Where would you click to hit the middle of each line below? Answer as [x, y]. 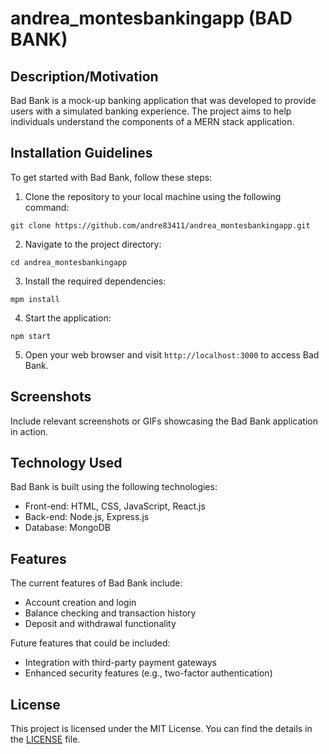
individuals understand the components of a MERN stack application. [152, 121]
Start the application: [68, 318]
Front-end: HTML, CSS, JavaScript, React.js [115, 506]
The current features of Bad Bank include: [96, 583]
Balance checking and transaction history [110, 613]
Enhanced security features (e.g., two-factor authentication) [148, 673]
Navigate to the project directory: [93, 244]
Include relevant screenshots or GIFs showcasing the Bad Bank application [164, 421]
